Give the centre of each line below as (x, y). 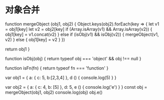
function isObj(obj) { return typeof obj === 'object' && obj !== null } (73, 58)
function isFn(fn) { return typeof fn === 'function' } (57, 68)
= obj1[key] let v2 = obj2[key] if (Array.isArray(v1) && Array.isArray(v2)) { (79, 29)
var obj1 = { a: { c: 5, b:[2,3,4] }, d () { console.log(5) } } (61, 77)
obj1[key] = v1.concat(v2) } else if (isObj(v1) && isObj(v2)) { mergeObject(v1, (82, 34)
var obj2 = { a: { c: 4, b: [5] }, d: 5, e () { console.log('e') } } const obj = (76, 87)
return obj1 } (17, 49)
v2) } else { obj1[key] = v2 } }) (35, 39)
